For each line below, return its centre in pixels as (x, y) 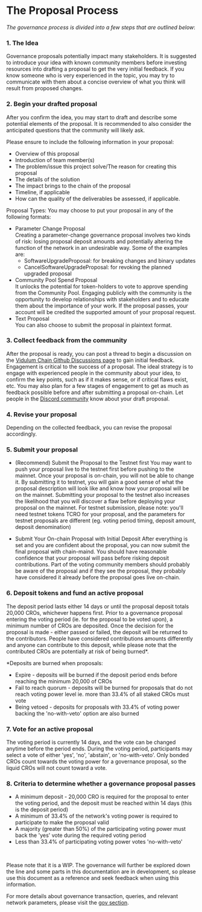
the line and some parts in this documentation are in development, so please (101, 871)
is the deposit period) (42, 810)
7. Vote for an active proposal (50, 729)
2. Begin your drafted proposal (52, 104)
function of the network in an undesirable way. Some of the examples (101, 248)
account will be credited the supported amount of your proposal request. (105, 312)
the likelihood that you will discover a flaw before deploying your (95, 501)
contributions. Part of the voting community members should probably (102, 565)
